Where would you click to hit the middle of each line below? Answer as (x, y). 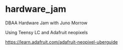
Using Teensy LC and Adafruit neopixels (46, 32)
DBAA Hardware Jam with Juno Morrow (46, 23)
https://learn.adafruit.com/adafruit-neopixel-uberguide (61, 42)
